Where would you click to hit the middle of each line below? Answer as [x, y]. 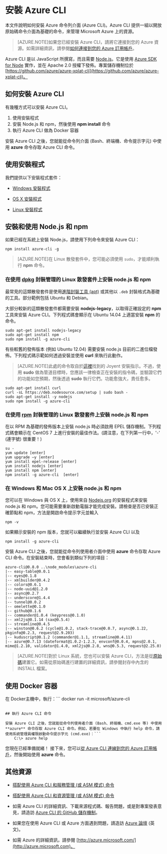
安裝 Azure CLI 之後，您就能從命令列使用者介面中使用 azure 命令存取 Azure [83, 551]
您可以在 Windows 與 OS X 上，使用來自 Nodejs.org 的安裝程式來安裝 [77, 500]
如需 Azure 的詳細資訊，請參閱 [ [45, 840]
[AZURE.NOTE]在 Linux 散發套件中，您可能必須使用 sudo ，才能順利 [86, 259]
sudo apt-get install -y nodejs [39, 397]
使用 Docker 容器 [31, 686]
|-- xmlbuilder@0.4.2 [28, 581]
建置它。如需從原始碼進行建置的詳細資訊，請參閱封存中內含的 [85, 662]
